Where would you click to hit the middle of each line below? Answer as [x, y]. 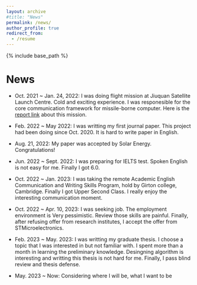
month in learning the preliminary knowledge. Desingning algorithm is [99, 251]
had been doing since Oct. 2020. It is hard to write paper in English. [96, 132]
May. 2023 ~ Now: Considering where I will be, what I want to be [93, 276]
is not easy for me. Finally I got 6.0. [57, 167]
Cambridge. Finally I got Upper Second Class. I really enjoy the [91, 191]
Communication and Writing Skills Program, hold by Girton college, [96, 185]
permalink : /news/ [29, 22]
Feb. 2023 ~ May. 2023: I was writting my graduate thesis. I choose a [99, 239]
